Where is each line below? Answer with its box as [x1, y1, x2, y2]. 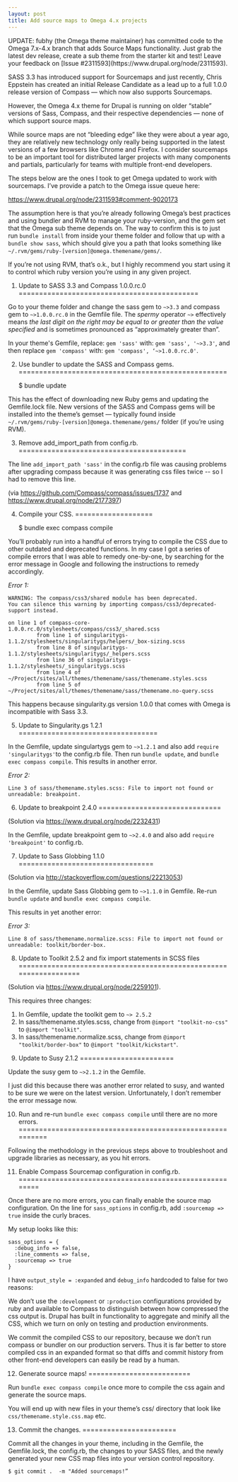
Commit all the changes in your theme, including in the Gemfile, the [8, 1439, 204, 1447]
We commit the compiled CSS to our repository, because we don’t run [8, 1333, 211, 1341]
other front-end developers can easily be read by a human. [8, 1355, 180, 1364]
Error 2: [8, 771, 30, 779]
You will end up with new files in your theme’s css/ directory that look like [8, 1404, 221, 1413]
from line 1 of [36, 631, 81, 638]
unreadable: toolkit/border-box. [8, 941, 107, 948]
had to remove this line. [8, 474, 76, 483]
